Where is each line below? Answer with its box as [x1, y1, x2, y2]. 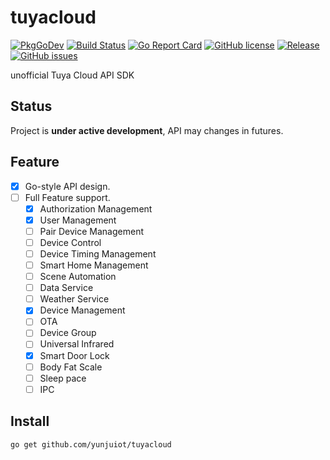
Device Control [39, 236, 102, 248]
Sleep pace [39, 372, 87, 384]
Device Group [39, 327, 97, 339]
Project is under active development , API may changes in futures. [10, 124, 284, 136]
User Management [39, 214, 117, 226]
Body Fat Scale [39, 361, 103, 373]
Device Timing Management [39, 247, 157, 260]
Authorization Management [39, 202, 153, 215]
